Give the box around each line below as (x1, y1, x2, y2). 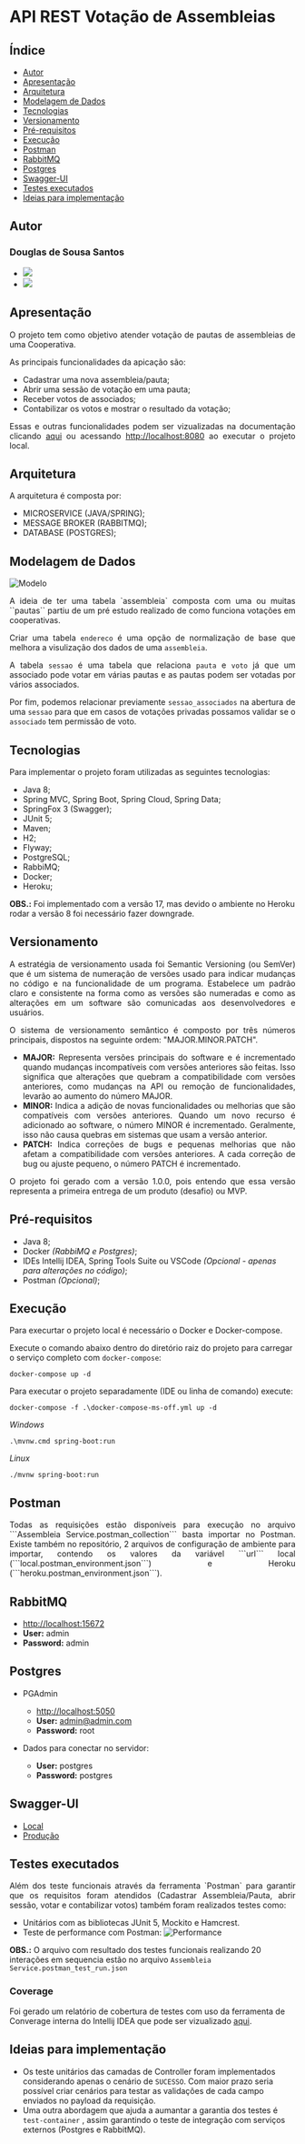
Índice (9, 43, 45, 58)
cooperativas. (9, 615, 61, 626)
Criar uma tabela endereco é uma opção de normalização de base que (9, 632, 296, 643)
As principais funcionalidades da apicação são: (9, 357, 186, 367)
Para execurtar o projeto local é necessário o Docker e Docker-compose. (9, 1325, 283, 1336)
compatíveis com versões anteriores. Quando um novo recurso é (22, 1110, 296, 1121)
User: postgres (35, 1760, 93, 1771)
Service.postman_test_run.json (9, 1964, 128, 1973)
